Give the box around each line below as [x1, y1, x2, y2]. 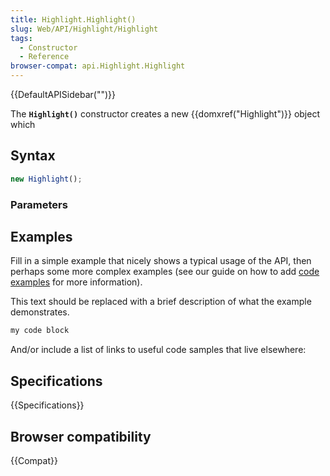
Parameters [10, 197, 68, 211]
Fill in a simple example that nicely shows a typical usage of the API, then [10, 255, 312, 267]
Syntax [10, 147, 56, 165]
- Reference [19, 52, 70, 62]
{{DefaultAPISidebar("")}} [10, 89, 116, 100]
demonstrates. [10, 306, 70, 318]
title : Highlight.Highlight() [10, 14, 137, 25]
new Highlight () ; [10, 174, 83, 184]
